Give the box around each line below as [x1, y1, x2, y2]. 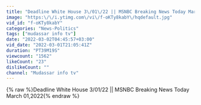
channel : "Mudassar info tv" [6, 70, 79, 76]
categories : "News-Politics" [6, 25, 79, 32]
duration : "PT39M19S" [6, 48, 60, 54]
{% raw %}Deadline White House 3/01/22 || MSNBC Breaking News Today [6, 86, 190, 93]
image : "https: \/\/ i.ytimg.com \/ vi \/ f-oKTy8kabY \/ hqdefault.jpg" [6, 14, 172, 20]
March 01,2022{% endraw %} [6, 92, 80, 100]
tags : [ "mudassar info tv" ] [6, 31, 77, 37]
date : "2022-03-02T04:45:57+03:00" [6, 36, 95, 42]
